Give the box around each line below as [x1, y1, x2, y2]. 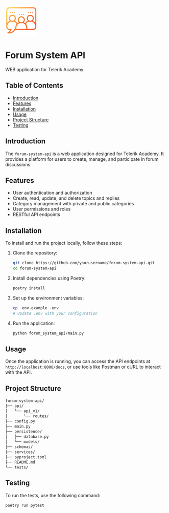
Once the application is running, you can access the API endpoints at [5, 358, 151, 365]
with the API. [5, 369, 32, 375]
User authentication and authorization [12, 190, 93, 196]
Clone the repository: [12, 250, 58, 256]
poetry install [12, 285, 45, 291]
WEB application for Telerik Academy [5, 66, 84, 72]
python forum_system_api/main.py [12, 331, 84, 336]
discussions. [5, 161, 32, 167]
